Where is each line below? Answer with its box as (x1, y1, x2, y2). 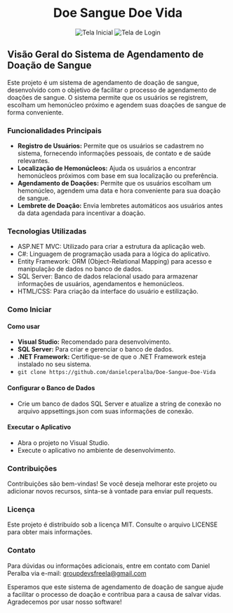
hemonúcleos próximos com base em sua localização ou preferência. (17, 172, 219, 180)
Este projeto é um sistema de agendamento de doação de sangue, (7, 78, 199, 86)
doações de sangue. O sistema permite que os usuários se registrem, (7, 93, 208, 101)
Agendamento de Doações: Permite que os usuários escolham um (17, 179, 212, 188)
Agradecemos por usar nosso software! (7, 598, 122, 606)
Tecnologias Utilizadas (7, 226, 87, 236)
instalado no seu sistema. (17, 360, 91, 368)
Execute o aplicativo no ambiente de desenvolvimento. (17, 446, 175, 454)
